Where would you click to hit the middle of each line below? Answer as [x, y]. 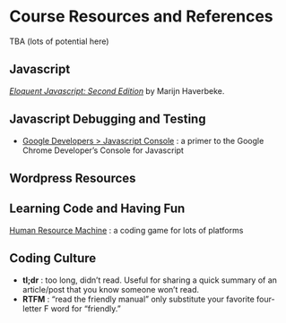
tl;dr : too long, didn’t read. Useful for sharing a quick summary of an [150, 280]
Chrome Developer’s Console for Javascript [103, 150]
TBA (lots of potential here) [59, 41]
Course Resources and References [141, 17]
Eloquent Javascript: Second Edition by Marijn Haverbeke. [117, 90]
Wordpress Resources [73, 178]
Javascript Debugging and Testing [108, 119]
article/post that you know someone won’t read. [111, 289]
